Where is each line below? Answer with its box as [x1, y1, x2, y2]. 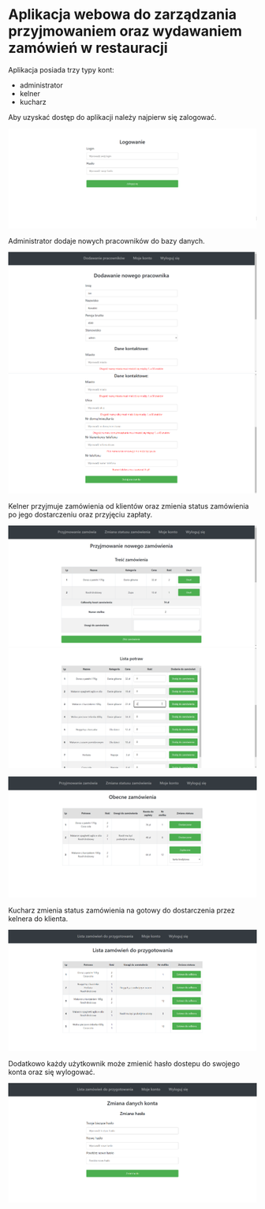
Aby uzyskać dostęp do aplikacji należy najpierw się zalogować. [8, 112, 217, 121]
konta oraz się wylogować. [8, 1067, 95, 1077]
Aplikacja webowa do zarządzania [8, 6, 237, 24]
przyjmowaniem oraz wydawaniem [8, 22, 243, 40]
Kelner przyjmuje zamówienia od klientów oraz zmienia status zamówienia [8, 502, 249, 511]
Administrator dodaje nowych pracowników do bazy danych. [8, 237, 205, 246]
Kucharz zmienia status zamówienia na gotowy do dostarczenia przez [8, 905, 235, 916]
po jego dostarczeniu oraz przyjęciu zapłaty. [8, 510, 152, 520]
